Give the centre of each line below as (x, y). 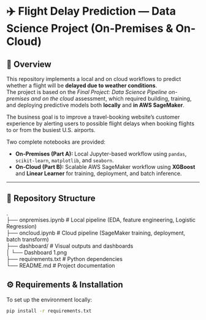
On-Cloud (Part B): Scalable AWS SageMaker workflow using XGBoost (105, 167)
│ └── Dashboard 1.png (37, 252)
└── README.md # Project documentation (61, 265)
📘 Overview (29, 64)
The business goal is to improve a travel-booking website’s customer (93, 117)
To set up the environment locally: (49, 299)
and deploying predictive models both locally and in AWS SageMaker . (96, 105)
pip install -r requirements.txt (49, 311)
